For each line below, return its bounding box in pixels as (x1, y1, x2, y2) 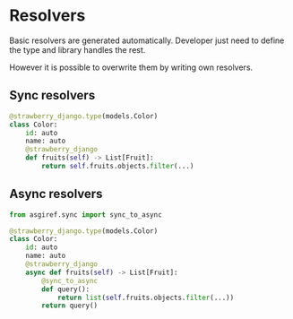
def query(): (41, 284, 90, 294)
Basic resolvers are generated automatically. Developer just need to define (9, 35, 285, 46)
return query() (41, 301, 99, 310)
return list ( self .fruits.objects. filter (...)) (56, 293, 235, 302)
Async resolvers (9, 186, 103, 202)
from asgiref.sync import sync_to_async (9, 210, 163, 220)
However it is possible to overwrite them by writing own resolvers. (9, 62, 254, 73)
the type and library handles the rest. (9, 44, 146, 55)
